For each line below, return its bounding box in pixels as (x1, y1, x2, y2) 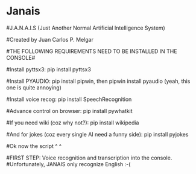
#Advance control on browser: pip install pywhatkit (6, 107, 133, 114)
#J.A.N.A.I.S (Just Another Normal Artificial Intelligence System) (6, 24, 166, 31)
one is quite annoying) (6, 83, 62, 91)
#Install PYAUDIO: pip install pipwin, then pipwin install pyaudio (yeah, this (6, 77, 191, 85)
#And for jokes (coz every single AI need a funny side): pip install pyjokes (6, 130, 189, 138)
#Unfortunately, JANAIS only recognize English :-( (6, 160, 131, 167)
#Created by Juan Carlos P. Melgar (6, 36, 93, 43)
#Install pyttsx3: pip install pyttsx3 (6, 65, 92, 73)
